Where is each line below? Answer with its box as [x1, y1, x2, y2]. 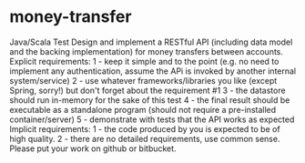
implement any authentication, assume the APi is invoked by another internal [9, 66, 297, 76]
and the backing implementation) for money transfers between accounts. [9, 46, 284, 56]
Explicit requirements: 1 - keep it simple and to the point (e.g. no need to [9, 56, 280, 66]
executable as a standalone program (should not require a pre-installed [9, 104, 277, 115]
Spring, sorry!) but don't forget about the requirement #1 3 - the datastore [9, 85, 286, 96]
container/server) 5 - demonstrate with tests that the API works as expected [9, 114, 295, 125]
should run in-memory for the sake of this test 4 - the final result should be [9, 94, 290, 106]
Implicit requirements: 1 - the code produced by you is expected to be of [9, 123, 280, 134]
